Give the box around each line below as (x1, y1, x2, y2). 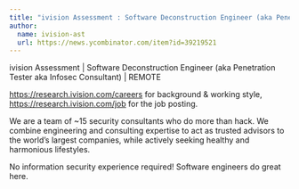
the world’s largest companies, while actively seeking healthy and (9, 135, 250, 145)
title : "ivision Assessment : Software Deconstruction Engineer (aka (9, 12, 273, 22)
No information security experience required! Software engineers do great (9, 161, 282, 172)
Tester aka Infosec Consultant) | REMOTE (9, 72, 162, 83)
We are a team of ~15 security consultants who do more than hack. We (9, 116, 269, 127)
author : (9, 21, 38, 30)
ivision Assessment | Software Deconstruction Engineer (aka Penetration (9, 62, 276, 73)
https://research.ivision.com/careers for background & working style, (9, 89, 263, 100)
